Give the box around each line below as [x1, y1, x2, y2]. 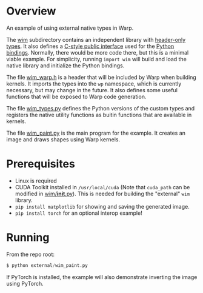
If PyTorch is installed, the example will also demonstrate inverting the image [6, 273, 198, 280]
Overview [6, 4, 56, 18]
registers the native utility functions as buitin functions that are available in [6, 111, 192, 118]
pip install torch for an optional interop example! [15, 209, 142, 217]
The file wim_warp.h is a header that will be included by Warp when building [6, 73, 197, 81]
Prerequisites [6, 157, 76, 171]
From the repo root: [6, 251, 55, 258]
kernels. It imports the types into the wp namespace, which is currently [6, 80, 182, 87]
